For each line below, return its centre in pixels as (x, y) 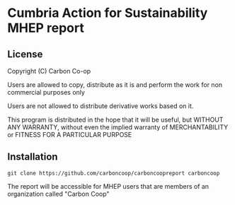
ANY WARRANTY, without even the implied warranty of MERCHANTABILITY (118, 127)
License (25, 54)
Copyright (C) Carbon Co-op (49, 71)
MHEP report (46, 28)
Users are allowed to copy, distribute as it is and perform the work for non (115, 85)
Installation (33, 157)
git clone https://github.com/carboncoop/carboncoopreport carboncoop (114, 173)
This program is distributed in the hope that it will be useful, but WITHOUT (115, 119)
